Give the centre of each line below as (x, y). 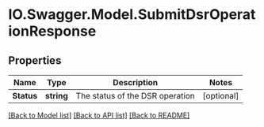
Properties (35, 60)
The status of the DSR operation (136, 96)
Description (136, 82)
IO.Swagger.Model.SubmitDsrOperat (132, 15)
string (57, 96)
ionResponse (52, 31)
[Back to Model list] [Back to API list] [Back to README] (99, 115)
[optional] (221, 96)
